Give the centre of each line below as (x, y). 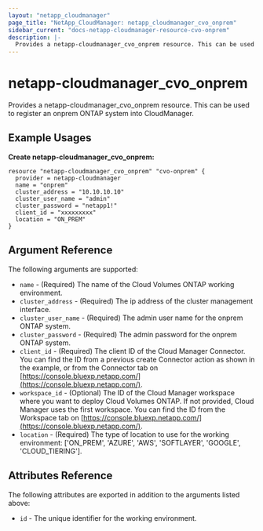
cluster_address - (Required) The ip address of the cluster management (136, 301)
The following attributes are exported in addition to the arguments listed (124, 494)
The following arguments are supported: (73, 269)
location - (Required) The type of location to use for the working (124, 434)
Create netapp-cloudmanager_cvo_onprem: (81, 157)
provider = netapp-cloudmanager (68, 178)
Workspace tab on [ (51, 417)
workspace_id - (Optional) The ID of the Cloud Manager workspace (127, 392)
